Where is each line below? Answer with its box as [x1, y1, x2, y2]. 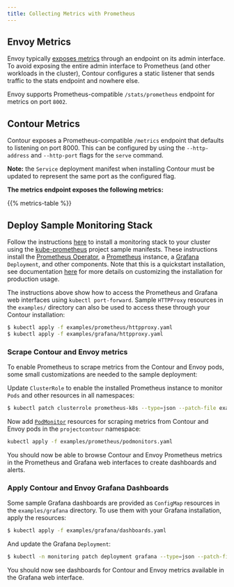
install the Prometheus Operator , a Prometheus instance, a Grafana [7, 252, 200, 261]
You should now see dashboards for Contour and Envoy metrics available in [7, 565, 224, 574]
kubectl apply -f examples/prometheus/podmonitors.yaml [7, 438, 173, 445]
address [7, 153, 30, 160]
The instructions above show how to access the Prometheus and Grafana [7, 289, 218, 297]
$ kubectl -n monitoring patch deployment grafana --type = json [7, 554, 195, 561]
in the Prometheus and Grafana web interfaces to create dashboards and [7, 458, 217, 466]
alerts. [7, 465, 26, 474]
